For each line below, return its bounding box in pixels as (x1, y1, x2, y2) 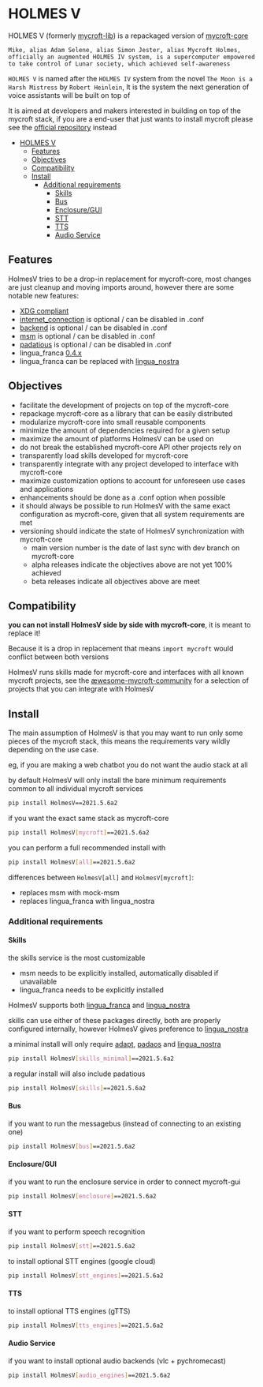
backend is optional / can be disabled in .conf (19, 323, 168, 332)
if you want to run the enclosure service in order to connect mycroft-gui (8, 1177, 241, 1186)
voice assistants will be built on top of (8, 90, 131, 99)
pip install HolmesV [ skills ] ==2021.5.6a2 (8, 1084, 146, 1092)
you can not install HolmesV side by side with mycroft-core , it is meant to (8, 620, 251, 630)
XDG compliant (19, 306, 69, 316)
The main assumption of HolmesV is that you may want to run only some (8, 728, 243, 738)
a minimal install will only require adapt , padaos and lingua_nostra (8, 1039, 222, 1048)
